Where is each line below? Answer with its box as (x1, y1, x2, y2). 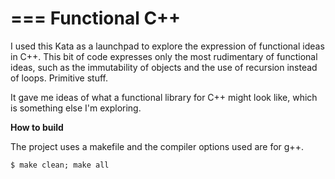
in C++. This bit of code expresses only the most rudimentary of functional (10, 50, 318, 62)
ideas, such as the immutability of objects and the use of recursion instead (10, 61, 318, 73)
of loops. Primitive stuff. (10, 72, 108, 84)
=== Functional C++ (10, 7, 182, 30)
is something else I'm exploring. (10, 102, 142, 114)
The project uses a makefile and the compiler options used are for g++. (10, 140, 304, 152)
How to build (10, 121, 64, 133)
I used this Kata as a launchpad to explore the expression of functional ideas (10, 40, 325, 52)
